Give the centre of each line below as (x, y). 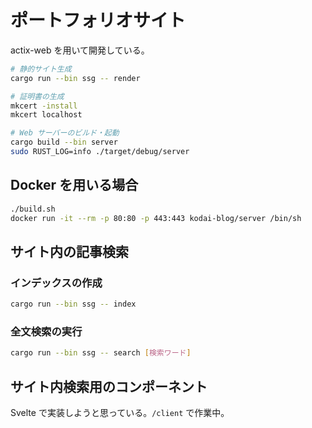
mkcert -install (44, 106)
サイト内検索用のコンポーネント (109, 386)
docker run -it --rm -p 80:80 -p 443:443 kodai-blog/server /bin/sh (156, 218)
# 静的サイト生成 (41, 69)
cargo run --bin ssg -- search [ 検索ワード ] (101, 353)
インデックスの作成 (56, 283)
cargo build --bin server (64, 142)
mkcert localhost (46, 115)
